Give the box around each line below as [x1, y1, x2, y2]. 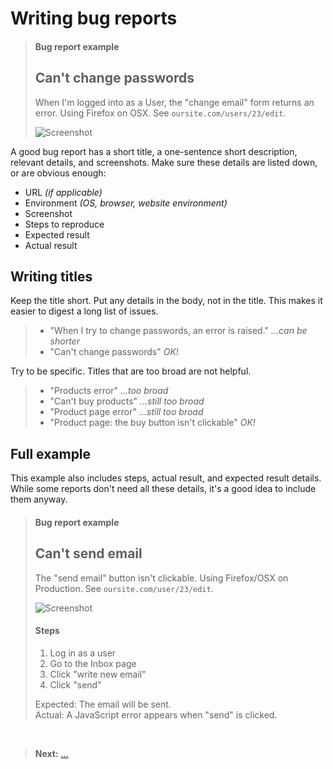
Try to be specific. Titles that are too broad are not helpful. [10, 365, 252, 377]
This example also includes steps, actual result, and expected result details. [10, 472, 322, 484]
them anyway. [10, 493, 68, 506]
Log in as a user [49, 647, 117, 659]
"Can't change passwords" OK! [49, 346, 179, 358]
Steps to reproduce [24, 218, 105, 230]
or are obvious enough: [10, 167, 107, 179]
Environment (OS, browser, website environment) [24, 197, 228, 209]
